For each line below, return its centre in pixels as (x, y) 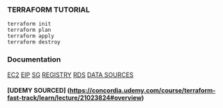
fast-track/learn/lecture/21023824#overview (75, 98)
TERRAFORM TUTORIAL (49, 10)
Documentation (34, 60)
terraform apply (31, 36)
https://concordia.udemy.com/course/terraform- (143, 91)
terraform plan (29, 30)
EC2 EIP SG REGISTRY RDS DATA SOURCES (70, 75)
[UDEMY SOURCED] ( (39, 91)
